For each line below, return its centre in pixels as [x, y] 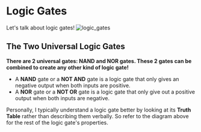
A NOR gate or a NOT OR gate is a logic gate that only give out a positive [105, 92]
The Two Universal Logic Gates [66, 46]
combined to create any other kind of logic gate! [68, 67]
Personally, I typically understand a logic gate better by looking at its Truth [99, 110]
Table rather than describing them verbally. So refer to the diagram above [97, 116]
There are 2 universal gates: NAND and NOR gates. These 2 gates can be [99, 61]
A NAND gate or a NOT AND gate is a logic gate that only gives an [97, 79]
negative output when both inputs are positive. [73, 85]
